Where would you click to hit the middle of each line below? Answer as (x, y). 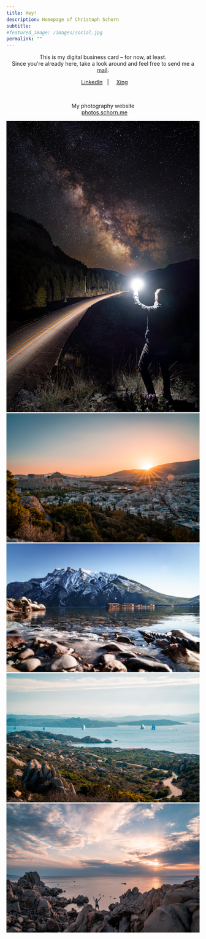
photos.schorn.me (105, 112)
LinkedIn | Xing (105, 82)
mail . (103, 70)
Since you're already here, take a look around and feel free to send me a (103, 64)
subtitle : (19, 26)
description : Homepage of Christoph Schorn (63, 19)
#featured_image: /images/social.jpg (55, 33)
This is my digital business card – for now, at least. (103, 57)
